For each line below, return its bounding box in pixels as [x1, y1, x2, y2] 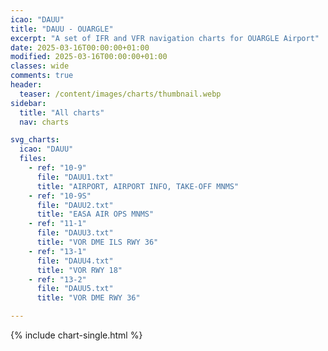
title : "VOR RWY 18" [36, 265, 123, 275]
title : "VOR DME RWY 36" [36, 293, 141, 303]
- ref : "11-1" [28, 219, 87, 229]
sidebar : [10, 98, 47, 108]
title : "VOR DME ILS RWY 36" [36, 237, 159, 247]
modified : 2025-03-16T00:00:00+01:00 [10, 52, 168, 62]
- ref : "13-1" [28, 246, 87, 256]
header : [10, 80, 43, 90]
